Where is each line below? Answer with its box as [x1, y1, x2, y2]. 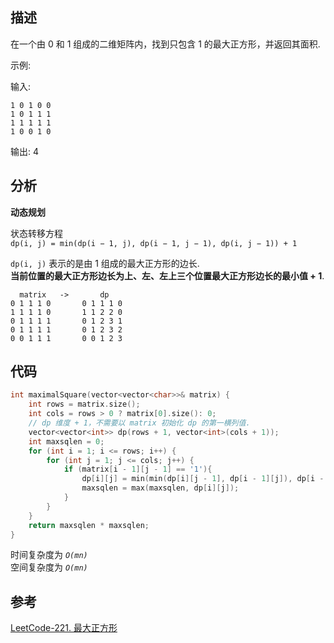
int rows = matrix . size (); [28, 399, 141, 410]
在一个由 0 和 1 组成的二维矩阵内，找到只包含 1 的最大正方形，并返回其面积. [10, 38, 321, 50]
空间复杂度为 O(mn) [10, 561, 88, 573]
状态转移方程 [10, 227, 63, 239]
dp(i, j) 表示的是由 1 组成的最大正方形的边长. [10, 257, 200, 269]
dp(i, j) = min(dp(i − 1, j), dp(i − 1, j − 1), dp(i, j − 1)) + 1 [10, 238, 298, 248]
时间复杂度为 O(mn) [10, 549, 88, 561]
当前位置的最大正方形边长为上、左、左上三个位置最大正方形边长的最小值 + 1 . [10, 269, 325, 282]
